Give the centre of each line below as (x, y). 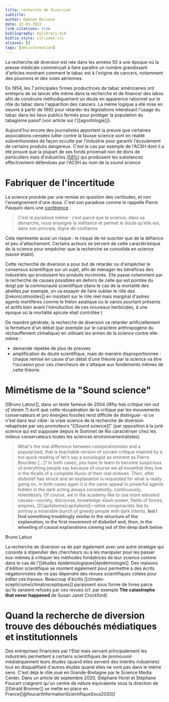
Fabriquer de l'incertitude (60, 183)
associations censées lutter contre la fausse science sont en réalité (75, 135)
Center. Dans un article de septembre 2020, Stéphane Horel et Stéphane (81, 678)
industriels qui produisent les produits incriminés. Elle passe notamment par (84, 275)
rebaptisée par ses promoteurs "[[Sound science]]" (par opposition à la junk (84, 425)
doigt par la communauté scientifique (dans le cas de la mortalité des (77, 285)
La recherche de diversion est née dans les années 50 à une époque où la (82, 62)
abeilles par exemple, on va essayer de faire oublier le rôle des (70, 291)
